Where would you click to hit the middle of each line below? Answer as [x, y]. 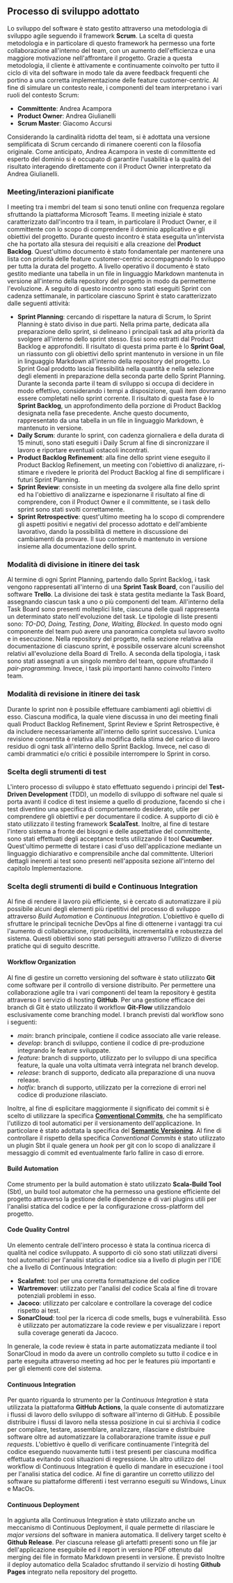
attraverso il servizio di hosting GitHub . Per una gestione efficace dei [106, 1000]
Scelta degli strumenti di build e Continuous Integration [103, 886]
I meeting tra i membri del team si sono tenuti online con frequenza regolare [116, 207]
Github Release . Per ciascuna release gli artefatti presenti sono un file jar [112, 1543]
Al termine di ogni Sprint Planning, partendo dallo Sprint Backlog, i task [109, 580]
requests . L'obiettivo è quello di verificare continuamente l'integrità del [108, 1444]
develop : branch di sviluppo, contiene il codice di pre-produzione [111, 1043]
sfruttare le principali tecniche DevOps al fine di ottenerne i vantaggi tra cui [115, 924]
